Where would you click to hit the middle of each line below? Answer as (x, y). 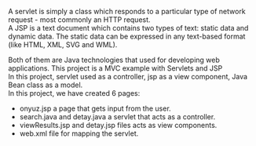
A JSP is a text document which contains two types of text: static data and (128, 28)
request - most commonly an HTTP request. (79, 20)
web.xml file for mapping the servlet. (79, 133)
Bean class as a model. (46, 85)
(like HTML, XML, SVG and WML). (63, 45)
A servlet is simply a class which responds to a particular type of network (127, 11)
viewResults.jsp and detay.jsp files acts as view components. (118, 125)
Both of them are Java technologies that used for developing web (114, 60)
